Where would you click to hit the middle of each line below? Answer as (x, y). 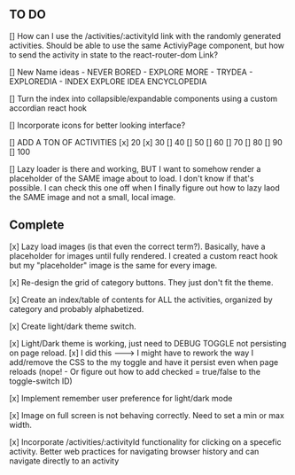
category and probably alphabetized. (77, 308)
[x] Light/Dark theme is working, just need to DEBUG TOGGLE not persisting (148, 343)
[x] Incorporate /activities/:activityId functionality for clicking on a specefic (145, 441)
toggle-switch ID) (41, 381)
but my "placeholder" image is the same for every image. (113, 265)
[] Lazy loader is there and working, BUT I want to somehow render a (135, 168)
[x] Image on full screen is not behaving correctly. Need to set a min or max (147, 415)
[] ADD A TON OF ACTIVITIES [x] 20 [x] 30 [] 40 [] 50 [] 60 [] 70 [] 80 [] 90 (146, 142)
